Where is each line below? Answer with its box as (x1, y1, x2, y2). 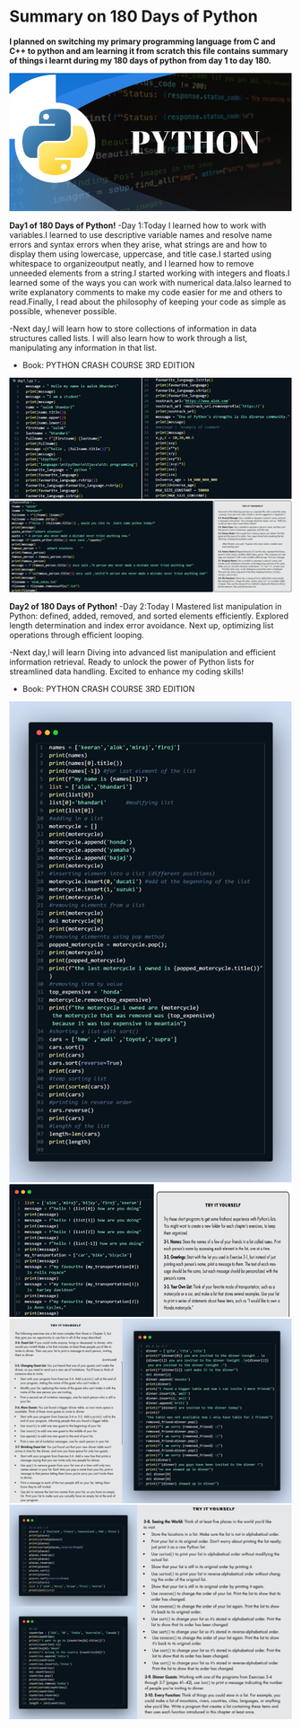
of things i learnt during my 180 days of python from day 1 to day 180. (9, 55, 271, 66)
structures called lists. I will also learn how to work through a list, (9, 333, 248, 344)
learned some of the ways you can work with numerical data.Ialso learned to (9, 277, 292, 288)
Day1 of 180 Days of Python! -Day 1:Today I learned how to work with (9, 220, 267, 231)
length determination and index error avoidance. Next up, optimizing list (9, 619, 274, 630)
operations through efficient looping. (9, 629, 145, 640)
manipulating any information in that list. (9, 343, 158, 354)
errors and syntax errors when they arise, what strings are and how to (9, 240, 267, 250)
